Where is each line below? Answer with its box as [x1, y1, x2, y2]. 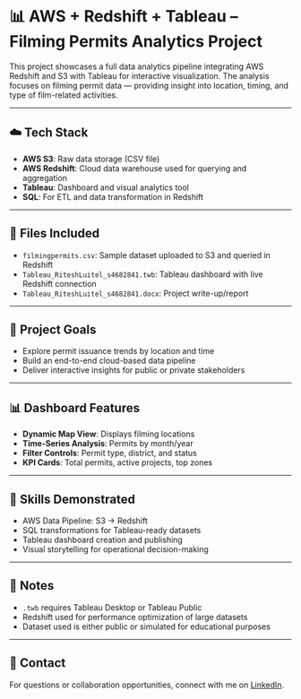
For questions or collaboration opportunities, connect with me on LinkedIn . [9, 679, 285, 690]
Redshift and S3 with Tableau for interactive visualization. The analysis [9, 70, 270, 81]
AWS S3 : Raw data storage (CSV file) [21, 153, 160, 164]
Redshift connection [21, 278, 97, 289]
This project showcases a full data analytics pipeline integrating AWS [9, 61, 264, 72]
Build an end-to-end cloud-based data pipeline [21, 355, 196, 367]
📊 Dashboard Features [9, 400, 141, 416]
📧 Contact [9, 655, 66, 671]
